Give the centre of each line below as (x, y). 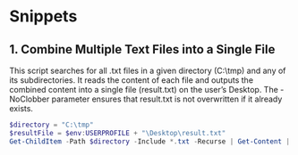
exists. (21, 108)
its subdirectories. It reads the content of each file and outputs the (131, 80)
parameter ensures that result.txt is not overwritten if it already (167, 99)
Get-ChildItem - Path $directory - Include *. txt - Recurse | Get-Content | (150, 141)
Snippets (43, 16)
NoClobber (30, 99)
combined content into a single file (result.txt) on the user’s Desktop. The (144, 90)
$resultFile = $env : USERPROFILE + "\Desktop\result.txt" (118, 133)
